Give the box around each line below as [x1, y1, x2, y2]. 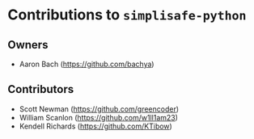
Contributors [7, 82, 74, 96]
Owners [7, 38, 49, 52]
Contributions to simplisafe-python [7, 6, 247, 24]
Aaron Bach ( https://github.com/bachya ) [19, 59, 155, 69]
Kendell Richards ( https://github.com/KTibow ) [19, 121, 173, 131]
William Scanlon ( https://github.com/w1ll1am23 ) [19, 112, 179, 122]
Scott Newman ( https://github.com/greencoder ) [19, 103, 180, 114]
